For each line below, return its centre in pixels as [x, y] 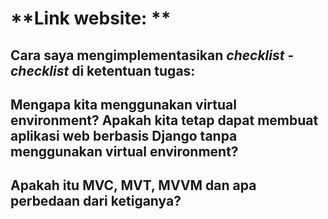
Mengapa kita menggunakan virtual [123, 104]
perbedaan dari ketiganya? [96, 201]
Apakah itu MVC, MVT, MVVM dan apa [133, 185]
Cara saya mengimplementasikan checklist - [152, 55]
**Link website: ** [91, 18]
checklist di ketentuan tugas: [103, 70]
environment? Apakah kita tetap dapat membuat [164, 120]
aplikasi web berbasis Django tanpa [124, 135]
